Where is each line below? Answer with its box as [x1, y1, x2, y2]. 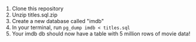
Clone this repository [11, 5, 64, 12]
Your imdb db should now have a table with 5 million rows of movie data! [11, 30, 191, 37]
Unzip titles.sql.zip [11, 11, 58, 18]
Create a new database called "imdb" [11, 18, 105, 24]
